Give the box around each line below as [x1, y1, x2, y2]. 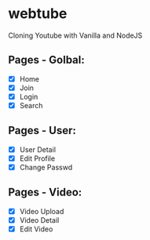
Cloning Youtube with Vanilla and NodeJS [8, 31, 143, 40]
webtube [8, 5, 68, 23]
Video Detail [19, 215, 60, 224]
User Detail [19, 144, 57, 154]
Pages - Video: [8, 186, 82, 199]
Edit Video [19, 224, 53, 234]
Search [19, 100, 43, 110]
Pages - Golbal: [8, 53, 85, 67]
